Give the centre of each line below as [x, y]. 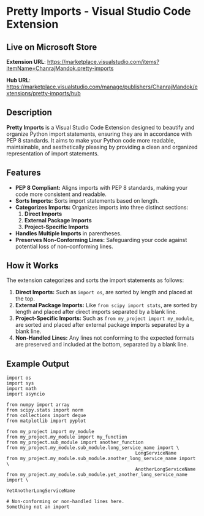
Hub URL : [18, 80]
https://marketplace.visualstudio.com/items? [103, 62]
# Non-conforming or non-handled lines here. [65, 502]
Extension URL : [26, 62]
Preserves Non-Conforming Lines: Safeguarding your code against [101, 240]
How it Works [32, 266]
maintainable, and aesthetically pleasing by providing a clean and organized [102, 147]
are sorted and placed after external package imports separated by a [102, 325]
